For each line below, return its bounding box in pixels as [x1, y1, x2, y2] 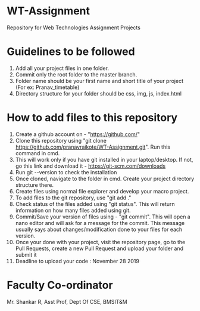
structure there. [15, 181, 54, 189]
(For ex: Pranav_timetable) [15, 84, 80, 91]
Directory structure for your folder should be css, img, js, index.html [15, 90, 182, 97]
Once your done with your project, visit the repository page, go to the [15, 238, 186, 245]
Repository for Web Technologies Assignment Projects [7, 24, 140, 31]
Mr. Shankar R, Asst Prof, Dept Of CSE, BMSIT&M [7, 298, 127, 305]
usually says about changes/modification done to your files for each [15, 226, 183, 233]
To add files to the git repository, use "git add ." [15, 194, 132, 201]
